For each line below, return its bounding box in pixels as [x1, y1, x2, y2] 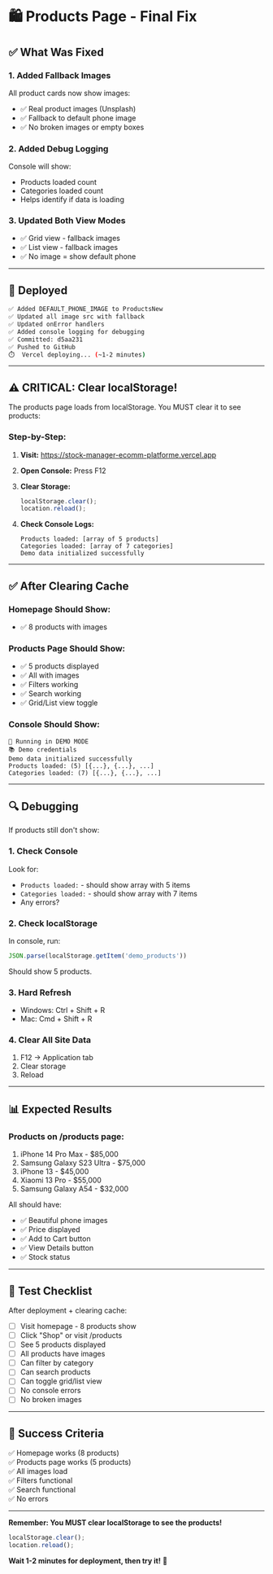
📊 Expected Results [8, 1102, 112, 1116]
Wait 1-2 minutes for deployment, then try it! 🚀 [8, 1556, 168, 1566]
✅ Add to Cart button [19, 1234, 91, 1243]
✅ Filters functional [8, 1475, 73, 1485]
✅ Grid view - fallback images [19, 234, 120, 243]
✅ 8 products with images [19, 621, 108, 632]
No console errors [19, 1386, 81, 1396]
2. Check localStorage [8, 918, 97, 929]
